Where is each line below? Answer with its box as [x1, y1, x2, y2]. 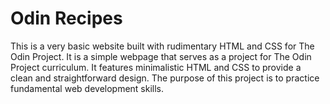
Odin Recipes [10, 7, 123, 30]
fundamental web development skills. [10, 82, 165, 94]
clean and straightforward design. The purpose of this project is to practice [10, 72, 320, 84]
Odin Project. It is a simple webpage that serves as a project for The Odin [10, 50, 312, 62]
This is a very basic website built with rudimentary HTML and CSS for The [10, 40, 315, 52]
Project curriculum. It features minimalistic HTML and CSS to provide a [10, 61, 302, 73]
